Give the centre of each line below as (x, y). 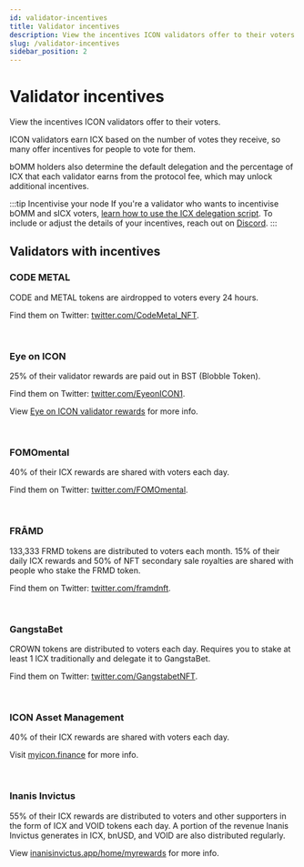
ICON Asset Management (67, 717)
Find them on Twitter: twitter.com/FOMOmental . (99, 490)
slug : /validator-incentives (65, 43)
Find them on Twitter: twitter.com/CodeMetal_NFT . (104, 315)
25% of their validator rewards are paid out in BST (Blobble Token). (135, 376)
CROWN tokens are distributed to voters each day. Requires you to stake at (150, 649)
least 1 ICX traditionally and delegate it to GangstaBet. (110, 658)
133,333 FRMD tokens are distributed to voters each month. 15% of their (145, 550)
